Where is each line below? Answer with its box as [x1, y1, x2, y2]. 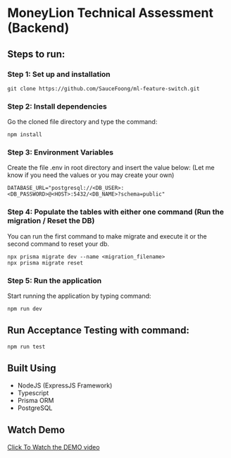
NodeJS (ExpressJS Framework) [17, 381, 113, 390]
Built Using [7, 362, 56, 375]
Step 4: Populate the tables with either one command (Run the [7, 207, 224, 217]
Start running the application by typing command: [7, 291, 151, 301]
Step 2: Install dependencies [7, 101, 107, 111]
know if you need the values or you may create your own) [7, 171, 175, 179]
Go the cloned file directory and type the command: [7, 118, 158, 126]
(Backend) [7, 20, 70, 36]
